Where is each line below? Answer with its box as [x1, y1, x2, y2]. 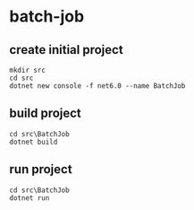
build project [9, 106, 82, 121]
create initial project [9, 42, 123, 57]
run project [9, 162, 73, 177]
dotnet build [9, 137, 58, 146]
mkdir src [9, 66, 46, 74]
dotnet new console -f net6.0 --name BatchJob [9, 82, 186, 91]
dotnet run [9, 193, 50, 203]
